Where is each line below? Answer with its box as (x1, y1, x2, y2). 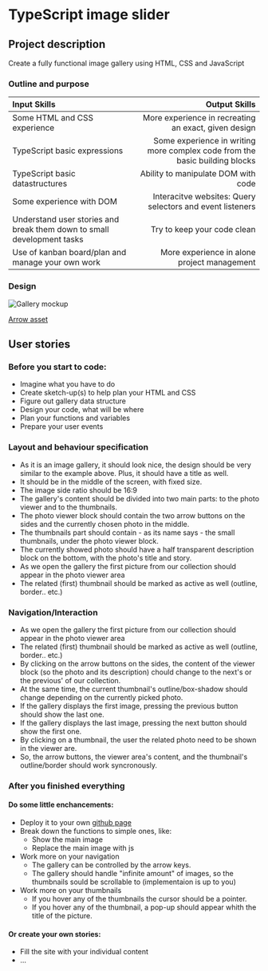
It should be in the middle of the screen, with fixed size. (19, 477, 203, 486)
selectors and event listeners (148, 201, 256, 212)
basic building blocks (176, 155, 256, 167)
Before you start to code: (8, 361, 107, 372)
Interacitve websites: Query (152, 191, 256, 202)
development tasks (12, 234, 84, 245)
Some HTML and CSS (12, 112, 94, 124)
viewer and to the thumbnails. (19, 502, 118, 512)
